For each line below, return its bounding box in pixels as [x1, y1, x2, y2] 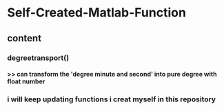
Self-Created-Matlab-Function [7, 5, 186, 21]
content [7, 32, 42, 44]
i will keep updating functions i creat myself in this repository [7, 94, 216, 104]
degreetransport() [7, 53, 70, 63]
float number [7, 77, 45, 85]
